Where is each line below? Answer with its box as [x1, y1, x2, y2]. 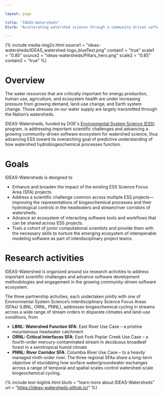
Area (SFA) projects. [12, 189, 52, 195]
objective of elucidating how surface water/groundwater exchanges [12, 360, 148, 366]
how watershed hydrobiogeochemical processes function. [5, 141, 121, 147]
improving [12, 200, 33, 206]
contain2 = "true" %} [5, 58, 47, 64]
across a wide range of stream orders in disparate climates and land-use [5, 309, 150, 315]
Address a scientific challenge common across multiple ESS [12, 194, 132, 200]
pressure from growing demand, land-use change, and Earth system [5, 101, 142, 107]
